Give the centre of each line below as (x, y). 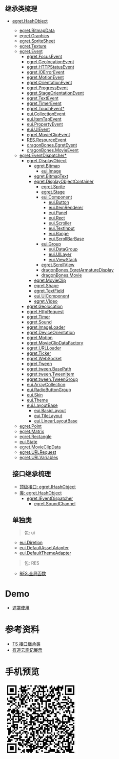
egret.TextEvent (42, 98)
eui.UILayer (60, 254)
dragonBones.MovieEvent (53, 150)
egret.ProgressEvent (47, 88)
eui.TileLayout (48, 416)
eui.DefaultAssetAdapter (44, 548)
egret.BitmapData (37, 30)
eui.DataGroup (63, 249)
